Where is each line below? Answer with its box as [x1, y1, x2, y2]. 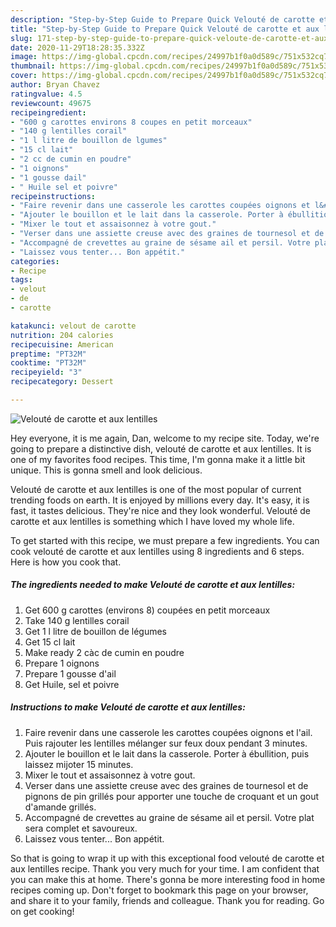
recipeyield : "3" [10, 367, 83, 378]
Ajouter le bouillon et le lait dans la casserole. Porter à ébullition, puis [24, 747, 310, 760]
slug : [10, 33, 33, 43]
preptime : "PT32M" [10, 349, 87, 359]
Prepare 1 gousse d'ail [24, 667, 117, 680]
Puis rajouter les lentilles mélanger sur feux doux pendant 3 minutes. [24, 737, 308, 749]
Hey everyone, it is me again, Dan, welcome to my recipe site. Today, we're [10, 432, 320, 444]
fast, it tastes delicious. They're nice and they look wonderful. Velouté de [10, 504, 311, 516]
